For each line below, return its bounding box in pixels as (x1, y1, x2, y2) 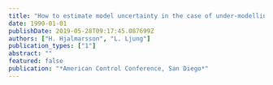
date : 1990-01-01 (8, 19, 67, 28)
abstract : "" (8, 49, 53, 57)
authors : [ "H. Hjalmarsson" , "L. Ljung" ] (8, 34, 151, 43)
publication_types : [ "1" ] (8, 42, 96, 50)
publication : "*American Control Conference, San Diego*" (8, 65, 209, 73)
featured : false (8, 57, 63, 66)
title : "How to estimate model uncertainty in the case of (8, 11, 213, 20)
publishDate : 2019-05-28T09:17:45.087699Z (8, 27, 154, 35)
